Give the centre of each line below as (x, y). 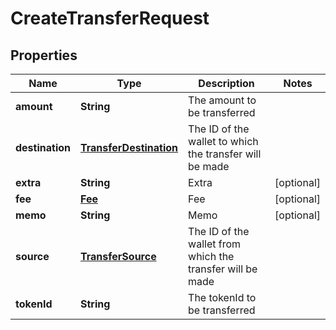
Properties (44, 55)
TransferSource (118, 256)
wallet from (215, 244)
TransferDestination (129, 147)
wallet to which (223, 141)
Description (226, 83)
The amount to (222, 100)
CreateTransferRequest (110, 18)
